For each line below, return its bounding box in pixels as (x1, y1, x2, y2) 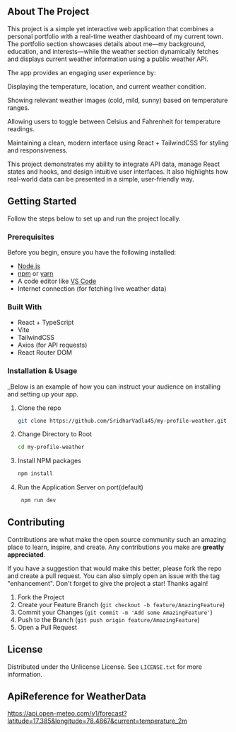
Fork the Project (17, 592, 65, 601)
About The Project (7, 6, 90, 18)
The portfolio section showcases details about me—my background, (7, 39, 206, 48)
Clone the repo (17, 404, 61, 412)
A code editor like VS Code (17, 277, 97, 285)
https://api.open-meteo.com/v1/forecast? (7, 709, 127, 718)
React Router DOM (17, 348, 73, 357)
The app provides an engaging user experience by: (7, 68, 156, 77)
